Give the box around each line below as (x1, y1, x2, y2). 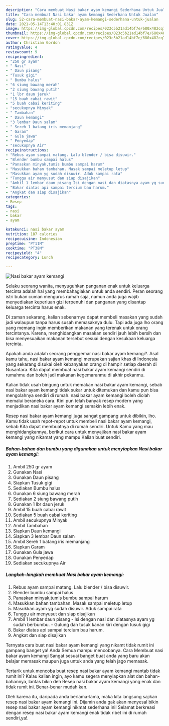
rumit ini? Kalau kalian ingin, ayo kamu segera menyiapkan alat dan (6, 673, 144, 679)
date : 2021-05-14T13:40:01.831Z (6, 21, 73, 27)
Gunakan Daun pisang (13, 474, 59, 480)
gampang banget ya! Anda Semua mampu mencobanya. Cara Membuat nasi (6, 648, 163, 654)
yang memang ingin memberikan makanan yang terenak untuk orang (6, 325, 148, 331)
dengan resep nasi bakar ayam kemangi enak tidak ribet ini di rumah (6, 710, 147, 716)
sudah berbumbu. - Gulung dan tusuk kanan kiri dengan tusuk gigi (13, 622, 150, 628)
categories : (6, 194, 31, 199)
